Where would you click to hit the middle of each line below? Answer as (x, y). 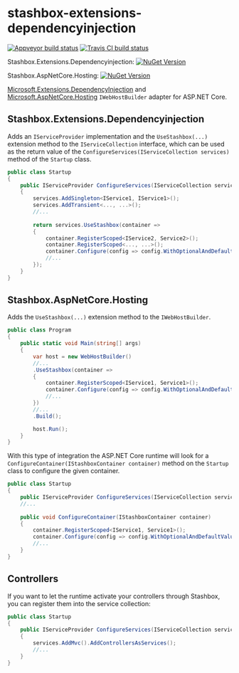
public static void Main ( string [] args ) (81, 344)
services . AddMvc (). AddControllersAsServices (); (105, 643)
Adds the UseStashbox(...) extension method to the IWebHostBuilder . (109, 317)
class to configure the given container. (64, 471)
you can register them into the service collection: (79, 603)
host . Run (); (51, 429)
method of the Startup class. (49, 159)
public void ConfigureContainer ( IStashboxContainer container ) (116, 517)
